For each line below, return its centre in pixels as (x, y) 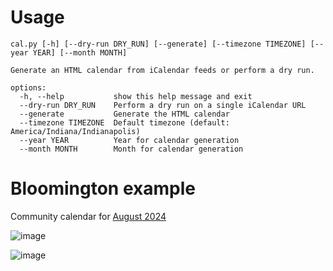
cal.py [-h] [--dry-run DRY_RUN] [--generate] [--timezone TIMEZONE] (158, 44)
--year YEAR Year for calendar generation (129, 140)
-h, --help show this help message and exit (136, 96)
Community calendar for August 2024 (88, 216)
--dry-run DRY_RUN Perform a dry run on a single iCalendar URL (163, 105)
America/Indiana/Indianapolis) (75, 131)
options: (28, 87)
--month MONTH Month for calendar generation (131, 149)
